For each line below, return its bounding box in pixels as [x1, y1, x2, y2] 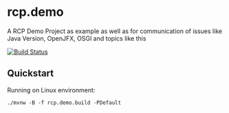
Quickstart [7, 68, 54, 79]
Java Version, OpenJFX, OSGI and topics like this [7, 34, 146, 42]
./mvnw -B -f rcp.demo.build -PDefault [7, 99, 122, 106]
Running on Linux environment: [7, 85, 96, 94]
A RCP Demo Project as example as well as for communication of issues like [7, 27, 222, 35]
